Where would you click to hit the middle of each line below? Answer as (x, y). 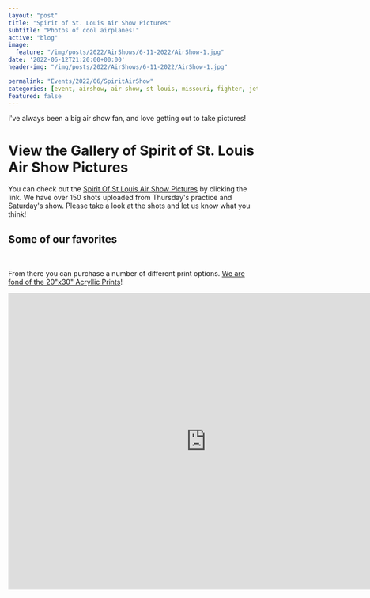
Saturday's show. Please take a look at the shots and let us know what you (129, 206)
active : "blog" (33, 38)
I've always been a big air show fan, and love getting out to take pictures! (127, 119)
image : (19, 45)
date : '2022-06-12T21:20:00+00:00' (67, 60)
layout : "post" (33, 15)
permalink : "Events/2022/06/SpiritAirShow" (81, 81)
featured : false (35, 96)
